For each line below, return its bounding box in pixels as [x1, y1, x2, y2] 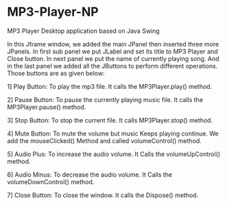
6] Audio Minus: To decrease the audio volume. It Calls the [7, 170, 173, 179]
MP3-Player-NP [7, 4, 99, 20]
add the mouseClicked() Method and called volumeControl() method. [7, 136, 202, 144]
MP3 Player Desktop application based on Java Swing [7, 27, 160, 35]
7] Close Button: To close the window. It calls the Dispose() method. [7, 191, 199, 199]
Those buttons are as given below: [7, 69, 105, 77]
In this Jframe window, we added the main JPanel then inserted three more [7, 40, 219, 48]
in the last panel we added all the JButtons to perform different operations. [7, 62, 218, 70]
